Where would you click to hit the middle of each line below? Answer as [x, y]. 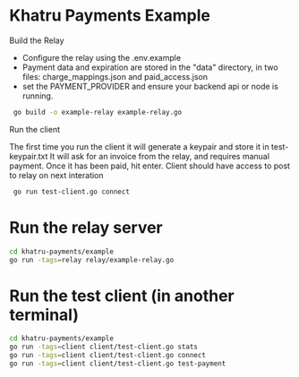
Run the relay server [86, 227]
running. [38, 96]
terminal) [44, 315]
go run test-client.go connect [71, 192]
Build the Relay [37, 40]
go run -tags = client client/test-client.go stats [104, 347]
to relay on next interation [57, 175]
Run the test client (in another [122, 296]
